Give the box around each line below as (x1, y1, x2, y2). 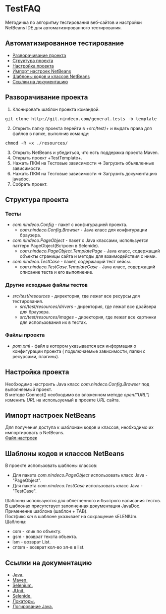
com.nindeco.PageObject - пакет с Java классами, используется (12, 237, 149, 243)
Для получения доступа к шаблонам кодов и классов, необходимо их (5, 424, 154, 430)
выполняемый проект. (5, 386, 52, 392)
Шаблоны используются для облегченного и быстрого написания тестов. (5, 498, 161, 504)
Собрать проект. (12, 181, 48, 187)
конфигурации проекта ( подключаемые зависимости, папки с (12, 348, 146, 354)
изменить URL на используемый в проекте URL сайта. (5, 397, 120, 403)
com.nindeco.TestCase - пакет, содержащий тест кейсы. (12, 259, 131, 265)
